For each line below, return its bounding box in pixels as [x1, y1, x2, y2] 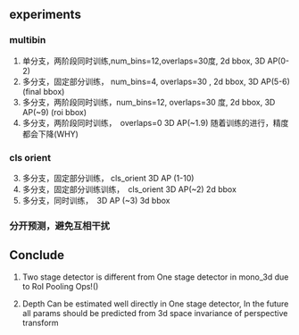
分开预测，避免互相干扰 [9, 219, 110, 231]
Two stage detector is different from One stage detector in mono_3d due [21, 272, 289, 282]
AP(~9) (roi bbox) [21, 106, 87, 117]
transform [21, 317, 60, 328]
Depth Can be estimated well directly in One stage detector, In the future [21, 298, 289, 309]
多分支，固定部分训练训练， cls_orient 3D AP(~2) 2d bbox [21, 183, 237, 195]
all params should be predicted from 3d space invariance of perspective [21, 307, 288, 318]
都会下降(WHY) [21, 129, 79, 139]
